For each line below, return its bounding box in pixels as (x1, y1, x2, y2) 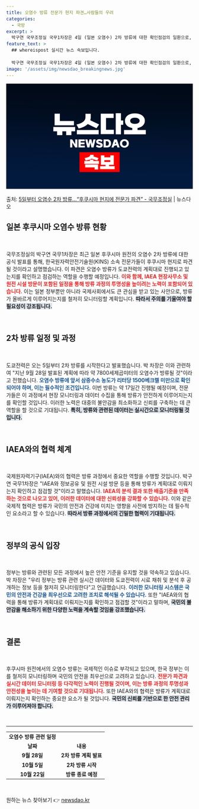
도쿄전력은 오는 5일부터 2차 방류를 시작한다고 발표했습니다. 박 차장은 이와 (6, 362, 175, 369)
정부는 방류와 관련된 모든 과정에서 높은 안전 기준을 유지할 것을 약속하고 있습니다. (6, 569, 191, 576)
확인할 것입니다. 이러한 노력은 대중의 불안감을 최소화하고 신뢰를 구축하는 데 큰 (12, 399, 191, 406)
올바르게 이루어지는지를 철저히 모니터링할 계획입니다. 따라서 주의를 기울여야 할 (12, 295, 192, 302)
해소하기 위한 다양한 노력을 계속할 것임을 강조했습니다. (21, 606, 146, 613)
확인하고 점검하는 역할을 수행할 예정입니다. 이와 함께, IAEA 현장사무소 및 (21, 272, 188, 280)
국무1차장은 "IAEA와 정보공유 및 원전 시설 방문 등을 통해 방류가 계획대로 (12, 480, 177, 487)
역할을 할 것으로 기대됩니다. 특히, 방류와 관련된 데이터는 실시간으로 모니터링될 (6, 406, 184, 413)
